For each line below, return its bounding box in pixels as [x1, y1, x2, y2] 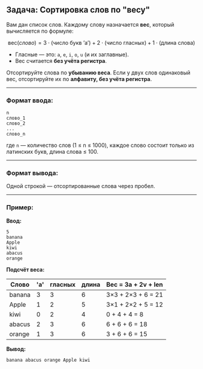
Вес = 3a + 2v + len [106, 280, 163, 289]
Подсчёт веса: [6, 266, 45, 273]
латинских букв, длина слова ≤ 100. [6, 148, 98, 155]
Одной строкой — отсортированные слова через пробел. [6, 183, 155, 190]
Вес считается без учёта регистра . [14, 57, 107, 64]
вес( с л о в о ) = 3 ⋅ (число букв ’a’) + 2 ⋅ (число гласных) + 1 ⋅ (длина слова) [8, 39, 195, 46]
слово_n [6, 131, 26, 137]
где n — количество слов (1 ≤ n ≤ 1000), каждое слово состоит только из [6, 142, 195, 149]
